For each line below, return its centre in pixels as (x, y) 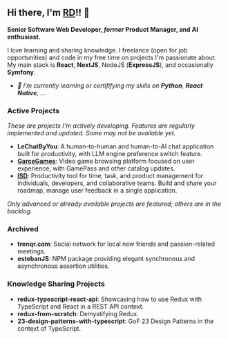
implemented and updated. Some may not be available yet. (92, 133)
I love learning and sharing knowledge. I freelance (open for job (97, 50)
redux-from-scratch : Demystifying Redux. (78, 313)
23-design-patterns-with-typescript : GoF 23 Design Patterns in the (115, 321)
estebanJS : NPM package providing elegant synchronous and (106, 259)
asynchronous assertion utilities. (63, 266)
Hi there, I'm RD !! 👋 (48, 13)
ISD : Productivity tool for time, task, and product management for (110, 176)
